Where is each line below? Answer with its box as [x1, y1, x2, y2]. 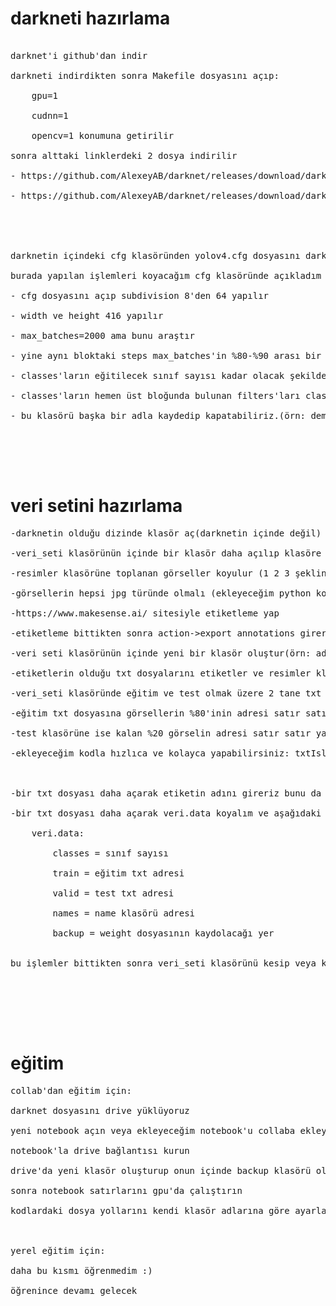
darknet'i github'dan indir [10, 50, 148, 61]
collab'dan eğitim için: [10, 1085, 132, 1096]
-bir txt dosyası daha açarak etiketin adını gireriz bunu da [10, 787, 322, 799]
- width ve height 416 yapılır [10, 310, 164, 321]
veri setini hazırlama [10, 495, 183, 517]
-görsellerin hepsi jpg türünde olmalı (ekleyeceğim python [10, 587, 312, 599]
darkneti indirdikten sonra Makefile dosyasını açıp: [10, 70, 280, 81]
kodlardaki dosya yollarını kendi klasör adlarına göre [10, 1205, 290, 1216]
